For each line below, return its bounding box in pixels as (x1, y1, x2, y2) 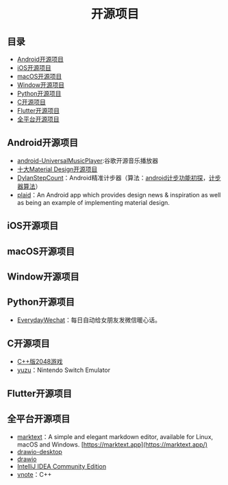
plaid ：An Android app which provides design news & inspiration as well (16, 190, 221, 199)
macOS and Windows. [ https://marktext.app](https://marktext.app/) (16, 440, 207, 449)
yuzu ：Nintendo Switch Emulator (16, 366, 111, 374)
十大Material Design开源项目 (16, 165, 98, 173)
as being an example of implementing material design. (16, 198, 170, 206)
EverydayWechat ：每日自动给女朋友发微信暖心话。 (16, 316, 162, 324)
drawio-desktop (16, 447, 63, 456)
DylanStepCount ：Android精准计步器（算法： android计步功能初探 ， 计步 (16, 173, 221, 182)
